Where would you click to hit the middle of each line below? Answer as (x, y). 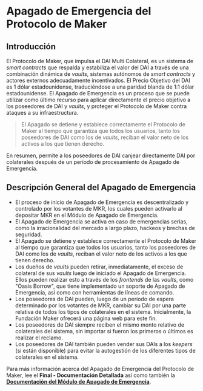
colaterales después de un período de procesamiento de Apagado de (93, 162)
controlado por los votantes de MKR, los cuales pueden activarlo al (99, 208)
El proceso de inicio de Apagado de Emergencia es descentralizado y (102, 202)
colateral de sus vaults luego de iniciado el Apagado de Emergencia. (101, 273)
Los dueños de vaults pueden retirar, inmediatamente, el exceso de (99, 267)
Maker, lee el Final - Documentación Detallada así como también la (91, 375)
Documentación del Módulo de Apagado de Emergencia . (79, 381)
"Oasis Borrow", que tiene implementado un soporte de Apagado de (100, 286)
